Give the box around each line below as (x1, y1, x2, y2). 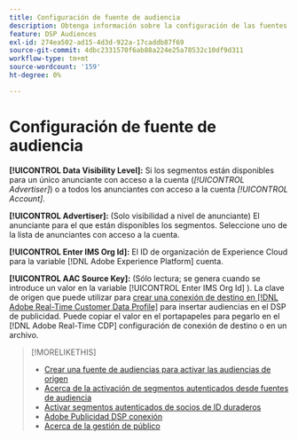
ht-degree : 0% (9, 71, 62, 80)
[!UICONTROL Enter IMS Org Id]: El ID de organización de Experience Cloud (9, 246, 288, 257)
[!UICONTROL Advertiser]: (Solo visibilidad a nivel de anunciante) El (9, 210, 260, 221)
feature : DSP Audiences (9, 29, 98, 38)
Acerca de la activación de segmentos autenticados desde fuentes (43, 382, 289, 393)
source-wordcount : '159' (9, 63, 101, 72)
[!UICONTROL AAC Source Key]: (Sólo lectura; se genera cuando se (9, 272, 261, 284)
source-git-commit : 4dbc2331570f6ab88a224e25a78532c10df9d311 (9, 46, 244, 55)
